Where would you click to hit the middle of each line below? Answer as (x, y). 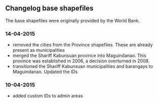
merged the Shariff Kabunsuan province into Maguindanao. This (80, 56)
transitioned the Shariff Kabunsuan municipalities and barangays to (83, 66)
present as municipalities (38, 50)
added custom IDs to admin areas (48, 96)
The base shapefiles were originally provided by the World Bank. (73, 20)
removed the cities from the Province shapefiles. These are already (83, 45)
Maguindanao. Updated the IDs (45, 72)
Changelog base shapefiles (49, 8)
